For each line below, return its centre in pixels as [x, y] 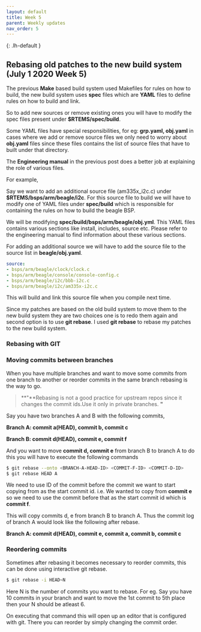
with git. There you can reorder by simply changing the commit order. [92, 622]
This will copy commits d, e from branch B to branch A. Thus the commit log [100, 516]
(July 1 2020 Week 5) [46, 74]
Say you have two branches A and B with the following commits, [85, 416]
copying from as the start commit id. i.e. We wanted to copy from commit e [99, 491]
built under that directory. [37, 150]
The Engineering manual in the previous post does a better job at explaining [100, 162]
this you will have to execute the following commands [72, 457]
